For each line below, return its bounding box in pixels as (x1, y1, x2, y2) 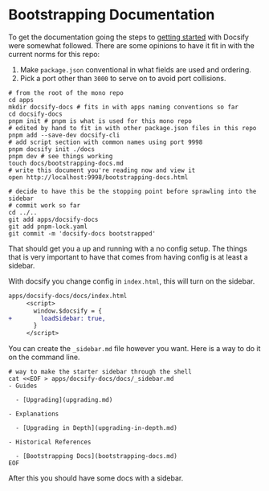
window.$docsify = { (33, 307, 103, 315)
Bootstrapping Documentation (8, 6, 215, 24)
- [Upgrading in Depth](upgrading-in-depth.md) (15, 424, 178, 432)
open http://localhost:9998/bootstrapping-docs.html (8, 173, 189, 182)
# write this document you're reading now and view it (8, 166, 196, 174)
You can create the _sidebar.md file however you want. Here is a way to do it (8, 344, 261, 354)
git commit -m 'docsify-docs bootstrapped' (8, 229, 157, 238)
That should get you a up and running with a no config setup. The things (8, 243, 247, 253)
